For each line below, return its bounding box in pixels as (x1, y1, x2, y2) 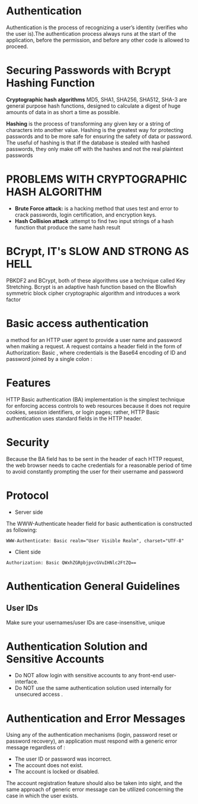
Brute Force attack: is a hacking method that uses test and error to (14, 205, 179, 212)
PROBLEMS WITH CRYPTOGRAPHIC (6, 172, 187, 186)
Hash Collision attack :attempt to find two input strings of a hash (14, 217, 174, 224)
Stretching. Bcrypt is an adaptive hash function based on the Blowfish (6, 283, 177, 290)
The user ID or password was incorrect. (14, 755, 112, 762)
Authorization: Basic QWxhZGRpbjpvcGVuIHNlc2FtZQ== (6, 560, 136, 566)
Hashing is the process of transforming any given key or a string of (6, 120, 171, 127)
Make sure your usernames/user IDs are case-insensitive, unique (6, 618, 165, 626)
